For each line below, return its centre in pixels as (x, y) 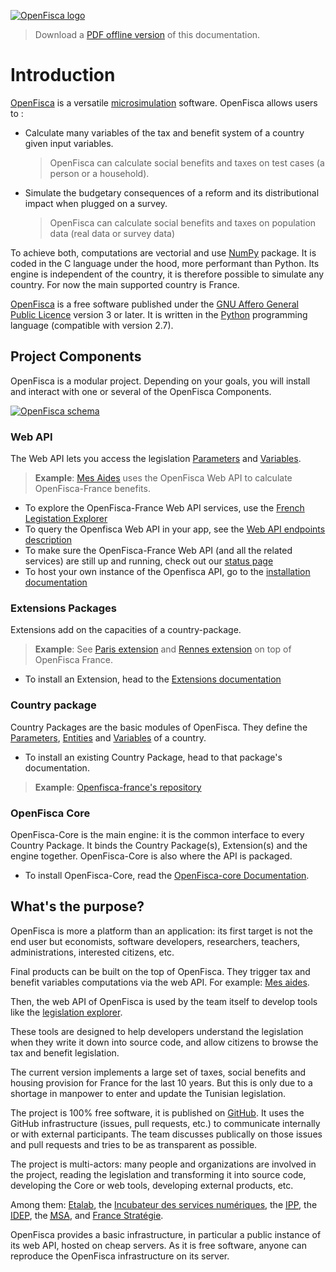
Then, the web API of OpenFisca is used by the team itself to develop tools (164, 1001)
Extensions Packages (64, 608)
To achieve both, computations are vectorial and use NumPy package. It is (163, 252)
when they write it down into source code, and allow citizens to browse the (164, 1042)
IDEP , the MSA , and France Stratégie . (87, 1215)
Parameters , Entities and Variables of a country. (108, 737)
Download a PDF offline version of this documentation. (147, 34)
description (48, 540)
